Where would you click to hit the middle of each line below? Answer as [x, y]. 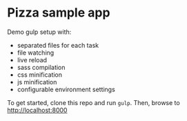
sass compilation [41, 67]
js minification [37, 82]
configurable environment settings [66, 89]
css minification [40, 75]
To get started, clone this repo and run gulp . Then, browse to [94, 102]
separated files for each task [58, 45]
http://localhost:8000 [37, 110]
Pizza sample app [59, 13]
